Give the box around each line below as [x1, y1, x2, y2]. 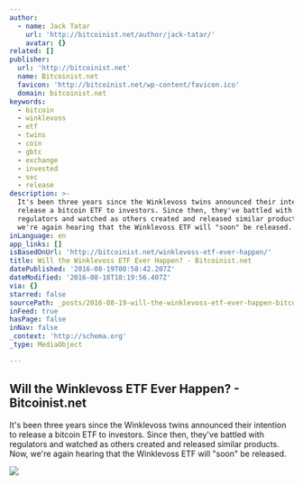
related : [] [9, 47, 54, 56]
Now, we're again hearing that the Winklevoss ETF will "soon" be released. [9, 448, 287, 459]
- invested [17, 164, 59, 173]
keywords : [9, 96, 47, 106]
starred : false [9, 289, 67, 298]
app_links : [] [9, 240, 63, 249]
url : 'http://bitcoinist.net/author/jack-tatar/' [25, 30, 216, 39]
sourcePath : [9, 298, 54, 307]
